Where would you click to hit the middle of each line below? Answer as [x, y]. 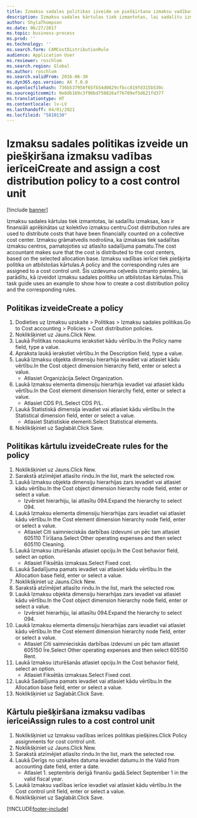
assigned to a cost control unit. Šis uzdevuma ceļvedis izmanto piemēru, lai [97, 271]
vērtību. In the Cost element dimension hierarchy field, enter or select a [100, 391]
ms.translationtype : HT [36, 98]
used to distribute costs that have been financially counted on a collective [96, 234]
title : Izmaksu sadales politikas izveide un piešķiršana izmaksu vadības [100, 11]
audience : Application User [41, 55]
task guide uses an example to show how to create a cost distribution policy [98, 283]
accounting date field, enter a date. [57, 766]
